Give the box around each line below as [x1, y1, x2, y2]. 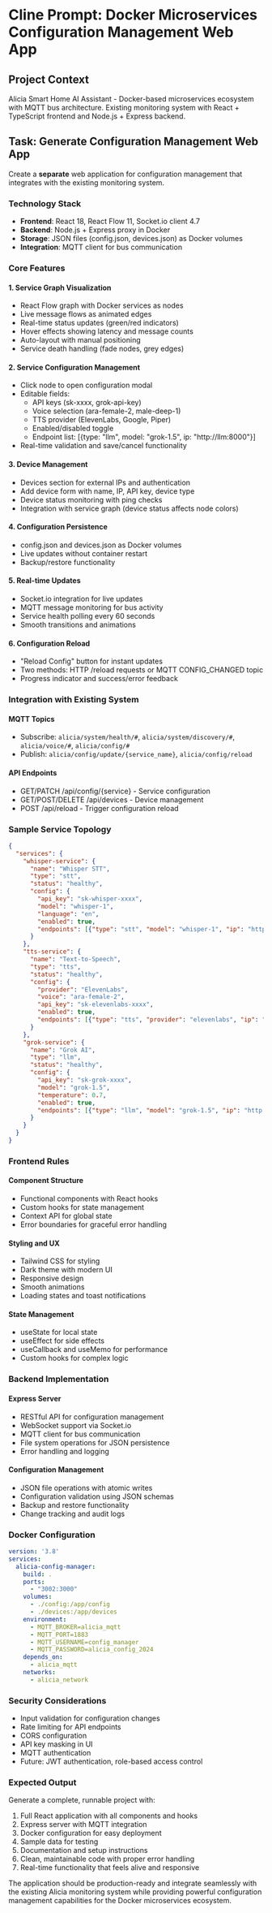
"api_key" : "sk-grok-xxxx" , [37, 1076, 132, 1084]
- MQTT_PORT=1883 [29, 1630, 89, 1639]
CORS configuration [19, 1731, 87, 1741]
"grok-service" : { [23, 1038, 85, 1047]
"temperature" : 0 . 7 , [37, 1090, 107, 1099]
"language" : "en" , [37, 909, 100, 918]
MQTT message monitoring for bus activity [19, 602, 164, 612]
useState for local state [19, 1328, 98, 1337]
